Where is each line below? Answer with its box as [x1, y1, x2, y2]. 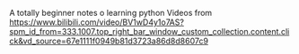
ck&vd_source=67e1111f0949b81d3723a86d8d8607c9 [9, 35, 209, 46]
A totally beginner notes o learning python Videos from [9, 8, 213, 18]
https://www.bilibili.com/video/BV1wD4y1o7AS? [9, 17, 184, 27]
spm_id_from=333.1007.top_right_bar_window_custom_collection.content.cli [9, 27, 290, 36]
